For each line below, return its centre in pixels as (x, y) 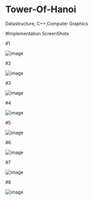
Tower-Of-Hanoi (41, 9)
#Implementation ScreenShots (37, 33)
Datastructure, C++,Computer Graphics (47, 24)
